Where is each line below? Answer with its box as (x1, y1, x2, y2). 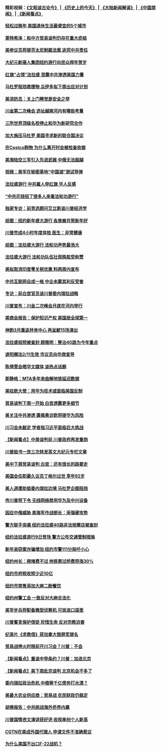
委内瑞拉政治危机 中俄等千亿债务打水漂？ (5, 680, 88, 686)
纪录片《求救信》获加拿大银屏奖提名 (5, 631, 79, 637)
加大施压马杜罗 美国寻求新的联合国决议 (5, 132, 84, 138)
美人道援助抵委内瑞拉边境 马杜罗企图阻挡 (5, 485, 88, 491)
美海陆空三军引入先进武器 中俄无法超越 (5, 156, 84, 162)
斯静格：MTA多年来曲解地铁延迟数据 (5, 376, 80, 382)
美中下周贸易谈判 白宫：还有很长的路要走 (5, 461, 88, 467)
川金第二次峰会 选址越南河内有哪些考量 (5, 108, 84, 114)
